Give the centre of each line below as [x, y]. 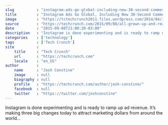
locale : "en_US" [35, 61]
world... [13, 118]
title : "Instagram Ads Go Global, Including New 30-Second [78, 14]
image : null [32, 75]
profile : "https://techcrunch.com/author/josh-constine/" [79, 84]
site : [22, 47]
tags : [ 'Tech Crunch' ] [40, 42]
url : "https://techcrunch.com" [54, 56]
